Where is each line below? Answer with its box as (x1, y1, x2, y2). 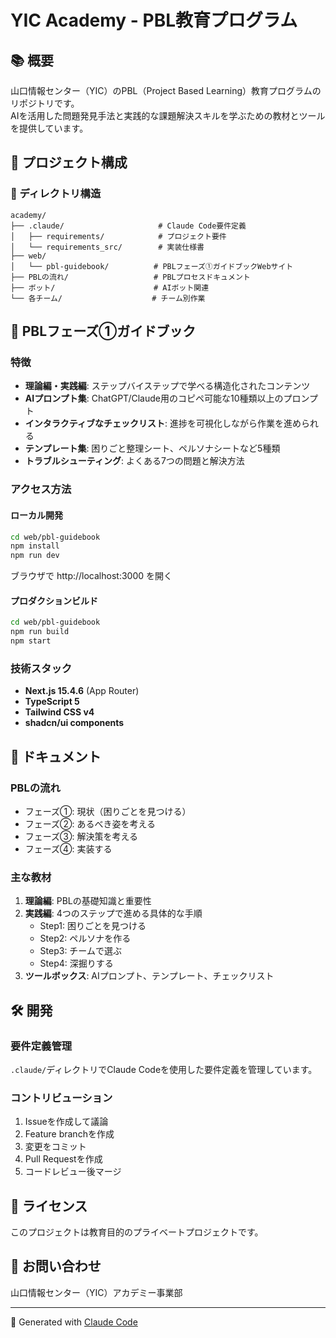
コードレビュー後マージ (24, 1166, 122, 1178)
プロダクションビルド (10, 594, 98, 606)
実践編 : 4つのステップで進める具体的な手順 (24, 907, 203, 920)
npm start (10, 636, 52, 646)
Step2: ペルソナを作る (39, 932, 132, 945)
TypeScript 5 (24, 696, 80, 708)
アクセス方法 (10, 482, 72, 496)
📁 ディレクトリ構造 (10, 187, 102, 201)
